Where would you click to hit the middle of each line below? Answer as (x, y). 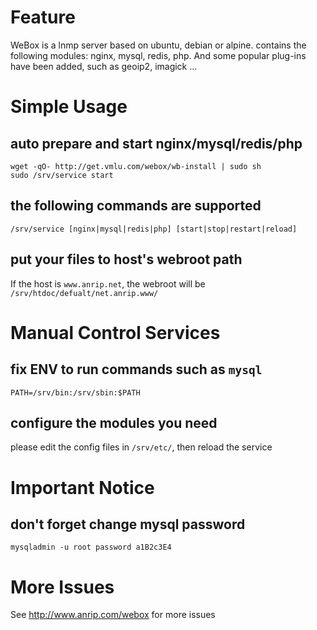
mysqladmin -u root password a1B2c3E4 (91, 547)
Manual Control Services (115, 332)
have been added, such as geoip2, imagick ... (104, 66)
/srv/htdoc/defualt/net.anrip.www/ (84, 293)
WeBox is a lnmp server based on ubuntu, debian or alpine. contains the (158, 45)
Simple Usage (69, 107)
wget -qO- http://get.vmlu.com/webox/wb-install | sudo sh (136, 166)
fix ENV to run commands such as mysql (136, 369)
